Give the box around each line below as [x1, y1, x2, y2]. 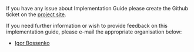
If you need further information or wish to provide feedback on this [6, 23, 168, 29]
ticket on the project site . [6, 11, 66, 18]
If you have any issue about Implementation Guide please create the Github [6, 5, 189, 12]
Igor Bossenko [14, 40, 50, 46]
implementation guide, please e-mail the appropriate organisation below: [6, 28, 182, 35]
